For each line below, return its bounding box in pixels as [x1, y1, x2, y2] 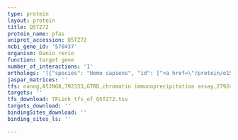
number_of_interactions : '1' [7, 63, 93, 70]
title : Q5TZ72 [7, 23, 50, 30]
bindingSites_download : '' [7, 109, 87, 116]
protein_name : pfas [7, 30, 65, 37]
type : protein [7, 10, 50, 18]
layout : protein [7, 17, 55, 24]
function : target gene [7, 57, 74, 64]
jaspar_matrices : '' [7, 76, 69, 83]
